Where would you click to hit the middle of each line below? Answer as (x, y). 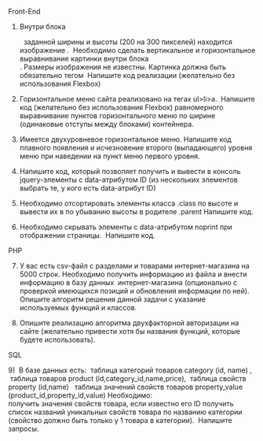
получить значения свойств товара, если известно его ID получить (121, 404)
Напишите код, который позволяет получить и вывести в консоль (130, 171)
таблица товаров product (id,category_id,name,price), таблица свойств (128, 378)
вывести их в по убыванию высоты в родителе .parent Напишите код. (136, 211)
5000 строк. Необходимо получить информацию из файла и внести (133, 274)
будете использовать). (57, 339)
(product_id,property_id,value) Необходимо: (80, 395)
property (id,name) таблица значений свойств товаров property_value (126, 387)
